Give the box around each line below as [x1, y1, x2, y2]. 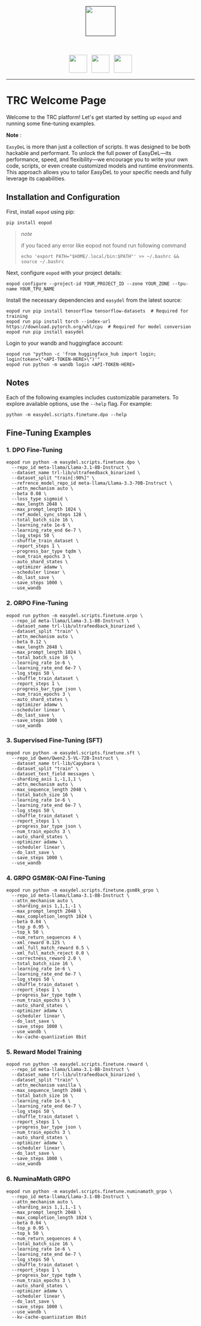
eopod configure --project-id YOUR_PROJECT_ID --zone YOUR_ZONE [6, 281, 170, 287]
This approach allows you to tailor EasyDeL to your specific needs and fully [6, 168, 192, 175]
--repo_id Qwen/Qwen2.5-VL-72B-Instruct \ [11, 755, 119, 761]
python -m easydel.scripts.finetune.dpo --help [6, 411, 127, 418]
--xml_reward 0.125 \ [11, 940, 66, 946]
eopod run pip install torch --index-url [6, 318, 111, 324]
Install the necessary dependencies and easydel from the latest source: [6, 296, 182, 304]
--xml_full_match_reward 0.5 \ [11, 945, 90, 951]
